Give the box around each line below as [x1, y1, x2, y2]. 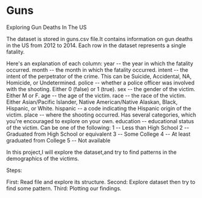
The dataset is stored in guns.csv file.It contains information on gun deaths [6, 35, 193, 42]
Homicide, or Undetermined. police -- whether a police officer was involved [6, 79, 195, 86]
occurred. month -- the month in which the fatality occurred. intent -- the [6, 66, 189, 73]
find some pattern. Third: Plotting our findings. [6, 185, 122, 192]
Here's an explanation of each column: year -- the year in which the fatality [6, 60, 194, 67]
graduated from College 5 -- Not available [6, 136, 111, 144]
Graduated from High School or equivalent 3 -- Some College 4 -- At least [6, 130, 191, 138]
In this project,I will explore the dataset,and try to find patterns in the [6, 148, 177, 156]
